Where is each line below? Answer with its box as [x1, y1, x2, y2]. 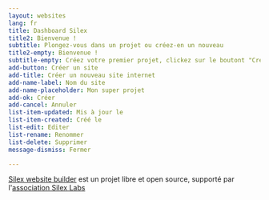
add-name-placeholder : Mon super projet [8, 86, 146, 94]
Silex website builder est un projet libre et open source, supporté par [8, 174, 235, 184]
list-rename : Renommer [8, 130, 84, 138]
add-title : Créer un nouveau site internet [8, 71, 156, 79]
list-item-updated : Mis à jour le [8, 109, 124, 117]
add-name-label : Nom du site [8, 78, 106, 86]
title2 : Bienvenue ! [8, 34, 78, 42]
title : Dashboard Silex [8, 26, 88, 34]
